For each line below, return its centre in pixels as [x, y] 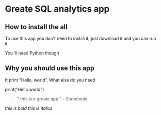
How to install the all [36, 27]
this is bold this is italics [29, 108]
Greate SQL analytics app [57, 9]
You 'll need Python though [32, 53]
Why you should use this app [50, 68]
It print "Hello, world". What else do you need [50, 80]
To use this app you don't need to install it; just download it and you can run [81, 38]
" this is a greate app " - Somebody [52, 99]
